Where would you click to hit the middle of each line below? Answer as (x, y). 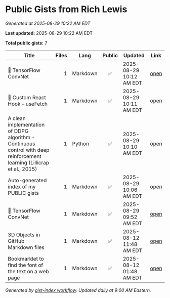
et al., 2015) (23, 169)
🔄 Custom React (27, 97)
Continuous (22, 144)
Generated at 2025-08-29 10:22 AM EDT (48, 23)
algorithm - (22, 137)
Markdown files (26, 247)
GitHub (16, 241)
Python (81, 144)
